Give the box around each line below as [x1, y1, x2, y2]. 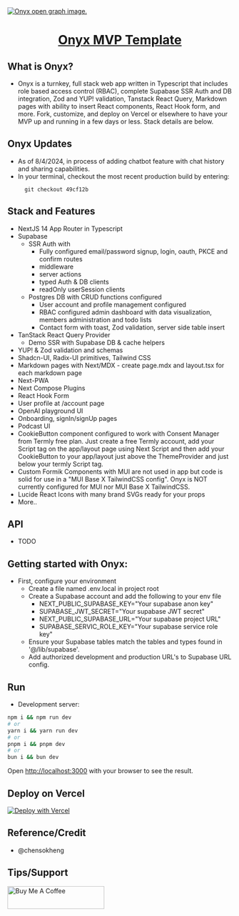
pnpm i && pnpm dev [7, 740, 66, 747]
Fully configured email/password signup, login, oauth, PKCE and [39, 247, 228, 256]
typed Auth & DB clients [39, 277, 109, 286]
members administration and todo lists [39, 315, 152, 324]
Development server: [17, 700, 80, 709]
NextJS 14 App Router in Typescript [17, 224, 123, 233]
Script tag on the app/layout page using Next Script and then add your [17, 444, 225, 453]
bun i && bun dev [7, 754, 59, 761]
